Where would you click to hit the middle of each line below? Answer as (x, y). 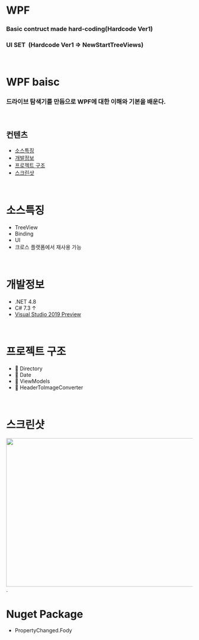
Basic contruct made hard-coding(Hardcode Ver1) (79, 29)
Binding (24, 234)
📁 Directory (28, 368)
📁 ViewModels (32, 381)
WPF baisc (33, 82)
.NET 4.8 (25, 301)
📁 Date (23, 374)
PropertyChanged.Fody (43, 630)
